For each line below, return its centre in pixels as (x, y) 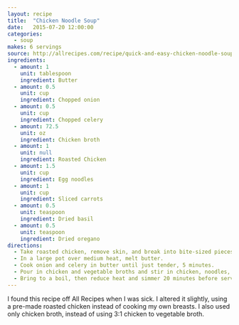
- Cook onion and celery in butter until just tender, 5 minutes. (114, 265)
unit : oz (33, 133)
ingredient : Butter (49, 80)
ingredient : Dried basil (57, 219)
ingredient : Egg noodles (57, 179)
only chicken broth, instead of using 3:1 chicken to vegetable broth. (106, 314)
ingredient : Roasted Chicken (63, 160)
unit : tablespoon (46, 73)
